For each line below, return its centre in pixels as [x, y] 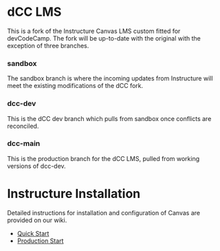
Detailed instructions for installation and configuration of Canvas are [104, 212]
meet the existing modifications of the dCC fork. [75, 86]
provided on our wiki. [37, 220]
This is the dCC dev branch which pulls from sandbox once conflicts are [109, 118]
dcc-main [24, 144]
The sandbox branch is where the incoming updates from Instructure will [110, 78]
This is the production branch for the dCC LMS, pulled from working [103, 158]
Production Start [40, 241]
